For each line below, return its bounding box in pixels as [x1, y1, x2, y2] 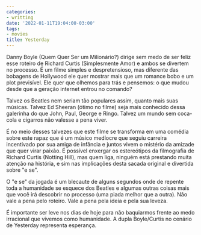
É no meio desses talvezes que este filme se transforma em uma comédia [6, 128, 189, 135]
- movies [6, 31, 28, 37]
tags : [6, 25, 20, 32]
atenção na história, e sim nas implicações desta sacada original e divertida [6, 160, 194, 167]
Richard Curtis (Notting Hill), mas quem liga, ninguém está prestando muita [6, 154, 192, 160]
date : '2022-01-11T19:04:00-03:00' [6, 20, 96, 26]
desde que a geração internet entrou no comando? [6, 86, 132, 92]
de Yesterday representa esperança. [6, 222, 97, 229]
